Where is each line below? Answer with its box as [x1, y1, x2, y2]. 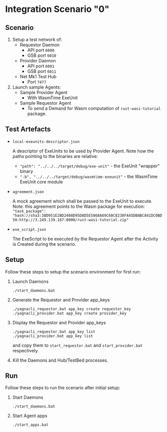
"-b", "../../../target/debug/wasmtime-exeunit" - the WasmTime [19, 173, 158, 179]
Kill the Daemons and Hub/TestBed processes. [12, 357, 109, 363]
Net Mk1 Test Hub [19, 74, 57, 79]
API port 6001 [27, 63, 55, 69]
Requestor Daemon [19, 42, 60, 48]
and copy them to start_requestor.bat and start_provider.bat [12, 342, 143, 348]
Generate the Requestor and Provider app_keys [12, 296, 110, 302]
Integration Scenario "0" [5, 3, 110, 15]
